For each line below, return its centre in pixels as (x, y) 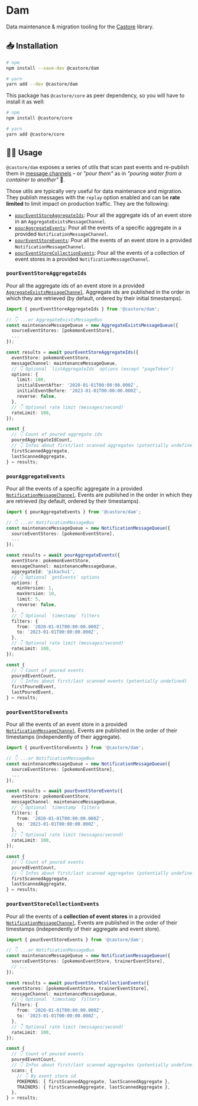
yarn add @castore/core (35, 134)
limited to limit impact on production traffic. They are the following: (88, 203)
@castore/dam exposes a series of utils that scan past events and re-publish (98, 167)
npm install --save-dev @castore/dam (53, 68)
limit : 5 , (29, 599)
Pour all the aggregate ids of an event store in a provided (75, 286)
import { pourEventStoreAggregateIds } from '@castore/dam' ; (83, 309)
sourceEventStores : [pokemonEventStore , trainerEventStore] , (88, 961)
